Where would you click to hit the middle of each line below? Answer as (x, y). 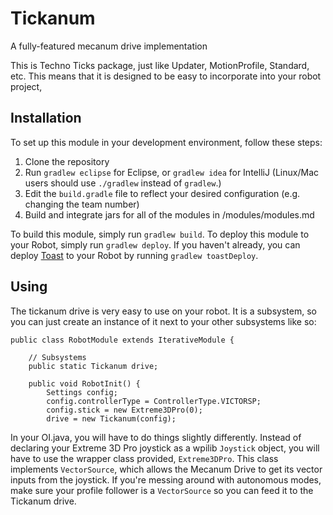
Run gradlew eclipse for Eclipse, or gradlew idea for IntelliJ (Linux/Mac (172, 172)
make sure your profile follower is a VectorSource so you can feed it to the (162, 490)
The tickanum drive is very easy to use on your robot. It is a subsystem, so (163, 311)
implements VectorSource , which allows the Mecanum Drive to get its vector (166, 469)
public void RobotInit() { (84, 383)
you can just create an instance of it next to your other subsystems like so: (163, 321)
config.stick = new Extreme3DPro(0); (124, 410)
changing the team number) (82, 204)
